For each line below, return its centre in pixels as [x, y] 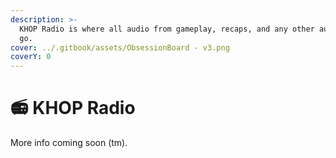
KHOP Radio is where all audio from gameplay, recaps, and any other [167, 29]
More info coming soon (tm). [69, 143]
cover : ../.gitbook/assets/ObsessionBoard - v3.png [120, 47]
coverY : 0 [31, 57]
